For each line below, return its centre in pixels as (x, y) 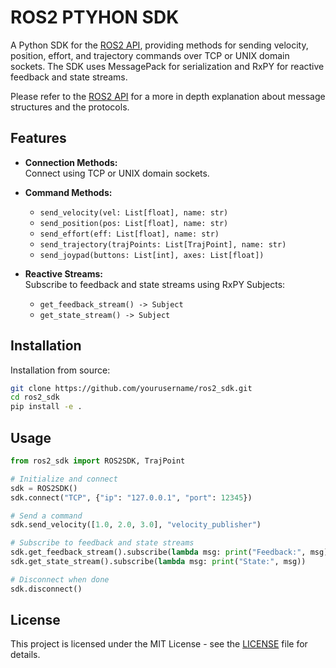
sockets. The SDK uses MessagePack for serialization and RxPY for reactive (167, 66)
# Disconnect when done (60, 579)
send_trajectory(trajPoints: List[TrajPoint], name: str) (163, 244)
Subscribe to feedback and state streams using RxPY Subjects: (155, 284)
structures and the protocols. (70, 107)
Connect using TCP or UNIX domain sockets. (117, 173)
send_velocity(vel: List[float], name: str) (134, 212)
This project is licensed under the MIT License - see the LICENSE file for (159, 644)
